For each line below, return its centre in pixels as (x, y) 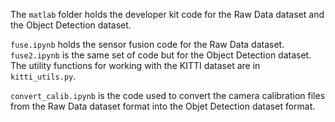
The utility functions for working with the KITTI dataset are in (135, 65)
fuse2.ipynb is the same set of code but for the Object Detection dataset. (161, 55)
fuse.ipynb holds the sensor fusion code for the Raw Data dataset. (147, 44)
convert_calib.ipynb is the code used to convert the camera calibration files (168, 95)
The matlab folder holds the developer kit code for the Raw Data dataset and (167, 14)
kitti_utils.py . (43, 76)
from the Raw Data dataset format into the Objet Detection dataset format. (163, 106)
